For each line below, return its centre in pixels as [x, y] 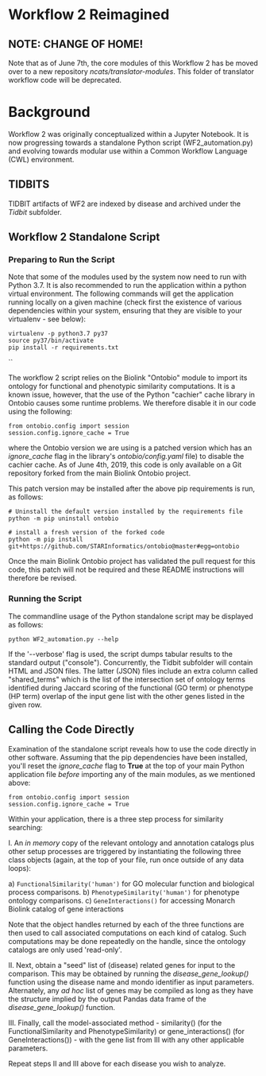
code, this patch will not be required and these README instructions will [126, 569]
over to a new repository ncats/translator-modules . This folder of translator [131, 72]
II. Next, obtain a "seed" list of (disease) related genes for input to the [122, 965]
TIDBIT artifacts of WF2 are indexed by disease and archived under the [124, 204]
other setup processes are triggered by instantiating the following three [125, 851]
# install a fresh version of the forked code [87, 533]
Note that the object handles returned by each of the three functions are [126, 924]
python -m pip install [46, 540]
